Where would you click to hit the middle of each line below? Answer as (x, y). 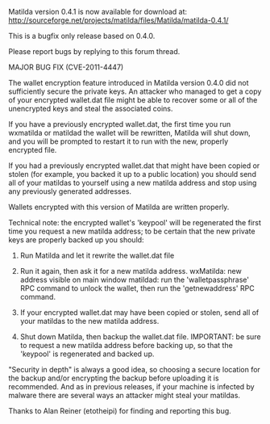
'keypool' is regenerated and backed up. (87, 354)
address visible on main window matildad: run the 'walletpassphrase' (135, 279)
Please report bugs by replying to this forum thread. (94, 51)
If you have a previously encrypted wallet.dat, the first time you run (120, 124)
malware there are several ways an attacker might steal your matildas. (124, 395)
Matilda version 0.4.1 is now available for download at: (98, 12)
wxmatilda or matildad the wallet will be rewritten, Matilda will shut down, (130, 133)
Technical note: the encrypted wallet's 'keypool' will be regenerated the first (135, 222)
